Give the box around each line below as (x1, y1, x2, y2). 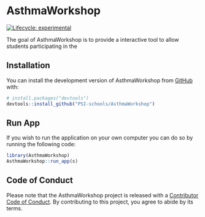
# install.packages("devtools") (6, 95, 89, 101)
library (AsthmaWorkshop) (6, 152, 70, 159)
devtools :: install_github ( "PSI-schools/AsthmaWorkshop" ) (6, 101, 155, 107)
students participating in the (6, 42, 78, 50)
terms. (6, 204, 23, 212)
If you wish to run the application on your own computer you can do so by (6, 134, 193, 141)
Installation (6, 60, 50, 71)
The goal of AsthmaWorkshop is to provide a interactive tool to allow (6, 36, 179, 43)
